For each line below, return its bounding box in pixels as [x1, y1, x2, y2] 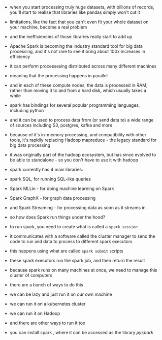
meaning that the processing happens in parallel [9, 73, 108, 78]
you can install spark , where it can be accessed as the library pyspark [9, 330, 154, 335]
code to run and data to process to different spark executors [9, 239, 133, 244]
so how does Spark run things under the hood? [9, 214, 105, 220]
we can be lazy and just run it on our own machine [9, 291, 112, 297]
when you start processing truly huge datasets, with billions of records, [9, 4, 154, 10]
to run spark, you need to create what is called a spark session [9, 224, 138, 229]
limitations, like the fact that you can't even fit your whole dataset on [9, 19, 149, 25]
